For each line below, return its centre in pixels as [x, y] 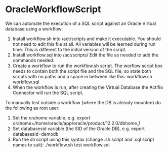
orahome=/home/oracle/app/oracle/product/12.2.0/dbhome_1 [76, 123]
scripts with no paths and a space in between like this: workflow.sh [82, 76]
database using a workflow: [34, 28]
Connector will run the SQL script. [48, 93]
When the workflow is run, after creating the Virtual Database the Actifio [88, 87]
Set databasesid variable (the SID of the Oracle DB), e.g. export [79, 129]
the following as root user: [32, 108]
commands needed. [33, 60]
